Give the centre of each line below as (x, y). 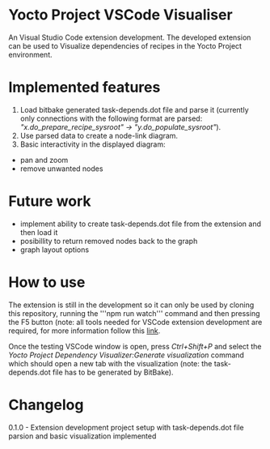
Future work (50, 201)
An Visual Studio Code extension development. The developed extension (130, 37)
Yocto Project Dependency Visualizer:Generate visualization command (127, 355)
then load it (39, 232)
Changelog (46, 405)
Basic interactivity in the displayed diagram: (93, 144)
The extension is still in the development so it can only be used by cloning (131, 305)
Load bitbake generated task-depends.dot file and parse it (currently (134, 109)
